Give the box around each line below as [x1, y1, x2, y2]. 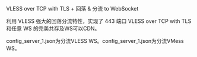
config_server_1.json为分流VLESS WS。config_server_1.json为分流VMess [6, 38, 184, 44]
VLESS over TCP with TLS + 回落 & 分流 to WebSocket [6, 5, 139, 12]
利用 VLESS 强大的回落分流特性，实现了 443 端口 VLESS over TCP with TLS [6, 18, 192, 25]
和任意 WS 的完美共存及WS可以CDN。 [6, 25, 100, 32]
